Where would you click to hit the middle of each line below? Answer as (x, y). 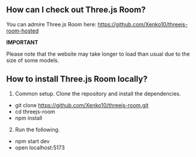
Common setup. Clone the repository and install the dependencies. (98, 93)
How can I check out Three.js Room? (76, 10)
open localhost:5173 (40, 147)
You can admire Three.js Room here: (51, 24)
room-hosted (23, 31)
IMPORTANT (22, 42)
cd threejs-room (35, 111)
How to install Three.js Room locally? (77, 79)
